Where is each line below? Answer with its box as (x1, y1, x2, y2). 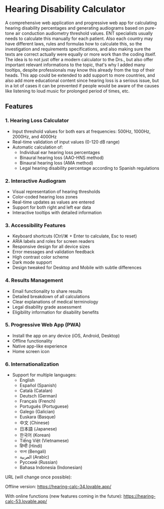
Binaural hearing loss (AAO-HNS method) (19, 155, 104, 160)
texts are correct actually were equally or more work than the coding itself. (5, 51, 157, 57)
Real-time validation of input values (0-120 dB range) (12, 139, 120, 145)
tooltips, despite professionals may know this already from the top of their (5, 67, 155, 73)
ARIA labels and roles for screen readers (12, 238, 95, 244)
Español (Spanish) (19, 383, 57, 389)
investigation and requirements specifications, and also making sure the (5, 46, 151, 52)
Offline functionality (12, 338, 53, 344)
